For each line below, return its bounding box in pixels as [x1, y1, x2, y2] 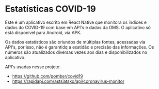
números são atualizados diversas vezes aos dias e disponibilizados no [5, 49, 147, 55]
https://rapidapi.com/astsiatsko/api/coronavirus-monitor [12, 78, 125, 84]
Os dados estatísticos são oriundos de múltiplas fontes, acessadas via [5, 39, 145, 44]
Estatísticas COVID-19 [5, 3, 96, 15]
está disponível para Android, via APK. [5, 30, 81, 35]
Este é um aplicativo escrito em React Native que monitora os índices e [5, 19, 147, 25]
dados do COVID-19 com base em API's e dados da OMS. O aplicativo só [5, 24, 151, 30]
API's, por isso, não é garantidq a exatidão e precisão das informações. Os [5, 44, 154, 50]
